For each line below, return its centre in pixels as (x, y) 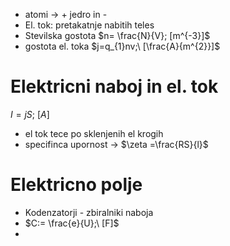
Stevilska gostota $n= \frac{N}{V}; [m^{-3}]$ (117, 35)
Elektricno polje (76, 185)
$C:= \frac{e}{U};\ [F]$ (72, 223)
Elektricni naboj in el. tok (114, 86)
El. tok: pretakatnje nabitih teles (89, 25)
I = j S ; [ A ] (30, 114)
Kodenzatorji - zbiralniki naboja (89, 212)
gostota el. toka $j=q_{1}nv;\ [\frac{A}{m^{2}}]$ (122, 46)
